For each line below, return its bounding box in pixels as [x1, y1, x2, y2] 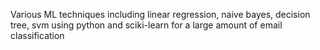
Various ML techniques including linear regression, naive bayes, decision [10, 9, 311, 20]
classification [10, 30, 65, 41]
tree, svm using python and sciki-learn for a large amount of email [10, 19, 283, 31]
